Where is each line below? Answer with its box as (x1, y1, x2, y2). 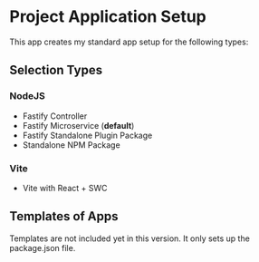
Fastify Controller (22, 111, 88, 121)
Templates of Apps (9, 209, 120, 224)
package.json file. (9, 242, 76, 253)
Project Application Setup (9, 6, 206, 27)
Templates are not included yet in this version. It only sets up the (9, 233, 251, 244)
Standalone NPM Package (22, 139, 120, 150)
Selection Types (9, 63, 102, 78)
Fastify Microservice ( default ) (22, 120, 135, 131)
